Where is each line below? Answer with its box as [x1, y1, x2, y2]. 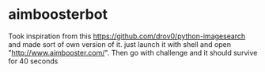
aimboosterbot [8, 5, 108, 23]
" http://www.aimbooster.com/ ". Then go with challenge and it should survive [8, 48, 258, 57]
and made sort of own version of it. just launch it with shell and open [8, 39, 232, 49]
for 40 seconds [8, 56, 59, 66]
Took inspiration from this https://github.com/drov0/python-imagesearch [8, 31, 246, 41]
